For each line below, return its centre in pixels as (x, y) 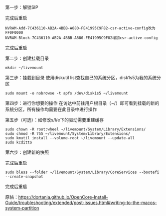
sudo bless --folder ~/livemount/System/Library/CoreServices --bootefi (82, 172)
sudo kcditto (19, 142)
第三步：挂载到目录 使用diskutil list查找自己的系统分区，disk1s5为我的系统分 (83, 78)
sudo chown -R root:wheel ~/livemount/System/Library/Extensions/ (76, 129)
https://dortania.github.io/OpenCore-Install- (63, 197)
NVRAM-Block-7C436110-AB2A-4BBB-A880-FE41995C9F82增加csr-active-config (82, 38)
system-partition (22, 208)
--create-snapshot (24, 177)
